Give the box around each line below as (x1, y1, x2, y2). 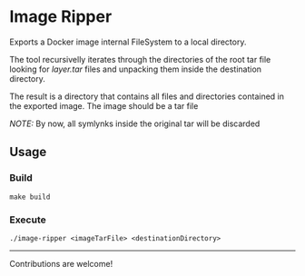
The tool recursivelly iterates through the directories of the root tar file (9, 54, 271, 64)
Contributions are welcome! (9, 258, 113, 269)
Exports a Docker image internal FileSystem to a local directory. (9, 36, 247, 47)
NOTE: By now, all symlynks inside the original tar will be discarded (9, 118, 261, 129)
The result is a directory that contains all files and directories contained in (9, 91, 284, 102)
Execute (9, 213, 47, 226)
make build (9, 192, 51, 202)
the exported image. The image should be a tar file (9, 100, 199, 111)
